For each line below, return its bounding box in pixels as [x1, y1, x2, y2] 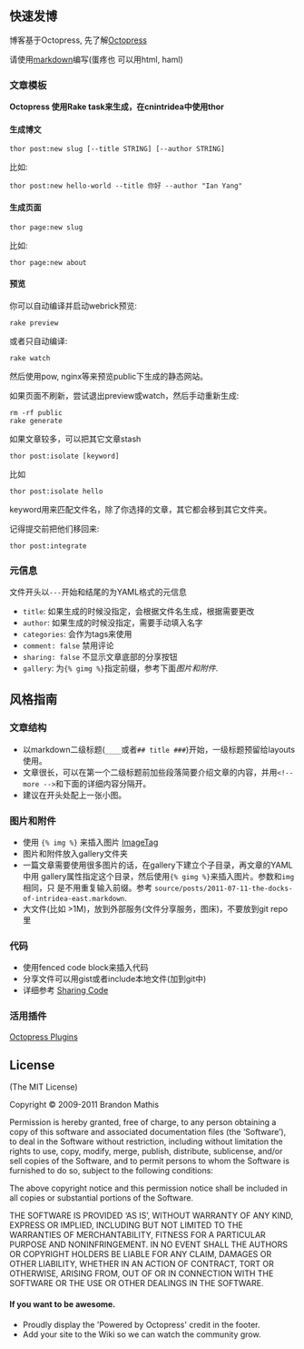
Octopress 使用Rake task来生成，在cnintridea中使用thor [9, 101, 224, 112]
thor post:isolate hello [9, 486, 103, 496]
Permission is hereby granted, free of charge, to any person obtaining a [9, 1117, 277, 1128]
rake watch [9, 353, 51, 362]
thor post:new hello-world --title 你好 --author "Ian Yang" [9, 181, 243, 191]
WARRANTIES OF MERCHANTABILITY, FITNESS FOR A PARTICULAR [9, 1230, 266, 1241]
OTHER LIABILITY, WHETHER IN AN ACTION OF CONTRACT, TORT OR [9, 1259, 274, 1270]
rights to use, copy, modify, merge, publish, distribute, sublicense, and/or [9, 1146, 283, 1157]
